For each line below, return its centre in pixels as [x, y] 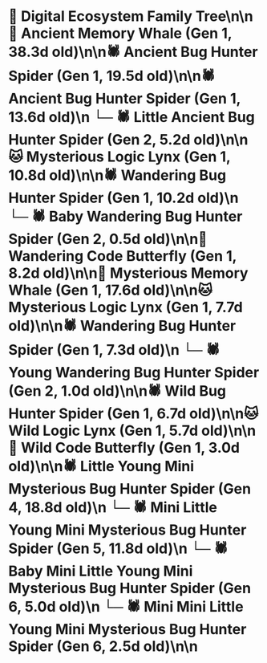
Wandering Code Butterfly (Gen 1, [123, 256]
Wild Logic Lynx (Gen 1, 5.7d [103, 431]
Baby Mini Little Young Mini [101, 571]
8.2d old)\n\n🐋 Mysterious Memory [128, 273]
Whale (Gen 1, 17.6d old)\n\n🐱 [110, 290]
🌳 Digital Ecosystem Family [100, 16]
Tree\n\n [225, 16]
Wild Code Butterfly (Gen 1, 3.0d [131, 448]
